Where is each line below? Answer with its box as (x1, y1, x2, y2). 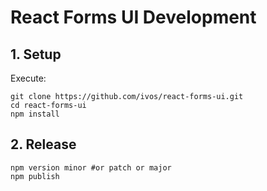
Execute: (10, 72, 47, 84)
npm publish (10, 171, 60, 181)
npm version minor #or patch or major (10, 162, 172, 173)
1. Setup (10, 46, 62, 63)
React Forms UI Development (10, 6, 257, 29)
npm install (10, 109, 60, 119)
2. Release (10, 136, 77, 153)
